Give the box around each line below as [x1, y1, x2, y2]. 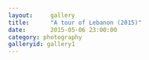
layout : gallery [8, 11, 76, 19]
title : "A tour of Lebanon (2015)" [8, 19, 143, 26]
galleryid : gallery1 [8, 41, 76, 48]
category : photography [8, 33, 82, 41]
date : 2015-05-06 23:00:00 [8, 26, 118, 34]
